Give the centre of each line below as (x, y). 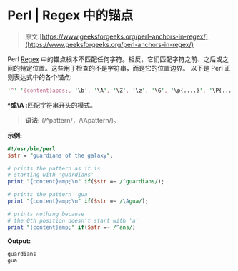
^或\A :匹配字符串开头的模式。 (52, 105)
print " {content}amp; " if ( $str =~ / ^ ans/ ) (71, 227)
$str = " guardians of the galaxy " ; (60, 155)
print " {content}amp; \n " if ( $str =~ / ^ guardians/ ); (86, 182)
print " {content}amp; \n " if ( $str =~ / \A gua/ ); (78, 201)
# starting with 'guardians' (51, 175)
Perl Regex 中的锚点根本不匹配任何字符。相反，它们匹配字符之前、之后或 (115, 59)
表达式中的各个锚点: (43, 77)
